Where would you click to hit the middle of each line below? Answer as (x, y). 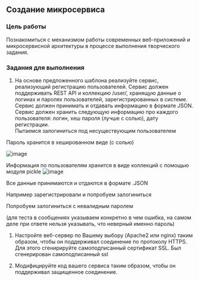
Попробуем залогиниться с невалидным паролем (70, 206)
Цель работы (26, 27)
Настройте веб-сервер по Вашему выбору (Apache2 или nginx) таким (104, 235)
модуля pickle (24, 171)
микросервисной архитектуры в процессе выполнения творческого (93, 46)
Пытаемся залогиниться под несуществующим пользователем (95, 130)
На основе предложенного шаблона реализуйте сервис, (87, 80)
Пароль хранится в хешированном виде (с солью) (70, 142)
